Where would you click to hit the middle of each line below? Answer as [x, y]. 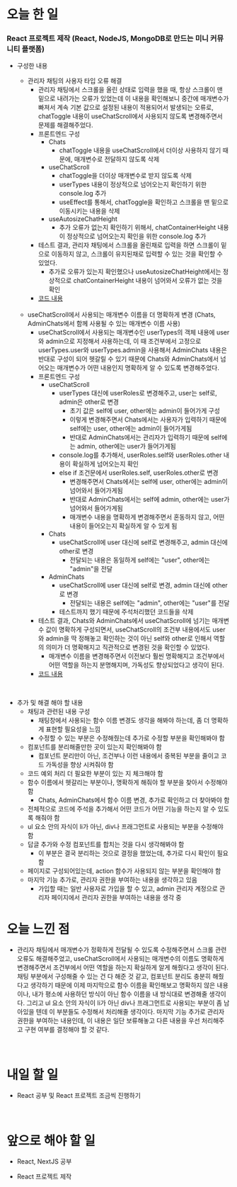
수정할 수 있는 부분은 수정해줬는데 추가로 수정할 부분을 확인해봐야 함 [132, 738]
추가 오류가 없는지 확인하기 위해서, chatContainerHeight [138, 227]
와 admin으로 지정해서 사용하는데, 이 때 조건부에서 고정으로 [120, 342]
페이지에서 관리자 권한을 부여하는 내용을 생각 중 [116, 898]
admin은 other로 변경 [89, 402]
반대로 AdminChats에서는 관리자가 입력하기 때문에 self [146, 437]
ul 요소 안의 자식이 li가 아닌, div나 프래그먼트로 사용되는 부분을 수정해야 [125, 827]
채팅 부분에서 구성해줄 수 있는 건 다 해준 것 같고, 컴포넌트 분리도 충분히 [114, 977]
